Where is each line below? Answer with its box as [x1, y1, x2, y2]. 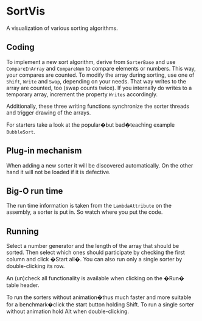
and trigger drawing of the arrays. [6, 108, 91, 116]
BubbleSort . [6, 128, 35, 135]
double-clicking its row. [6, 263, 65, 270]
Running [6, 226, 40, 236]
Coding [6, 42, 35, 52]
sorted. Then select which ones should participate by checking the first [6, 249, 186, 256]
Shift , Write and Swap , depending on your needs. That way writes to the [6, 77, 187, 85]
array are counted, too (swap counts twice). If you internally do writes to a [6, 84, 192, 91]
